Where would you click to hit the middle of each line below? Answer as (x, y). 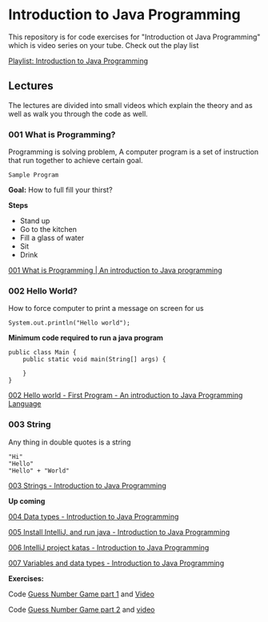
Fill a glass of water (52, 238)
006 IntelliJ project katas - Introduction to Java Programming (109, 547)
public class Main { (43, 353)
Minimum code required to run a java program (86, 338)
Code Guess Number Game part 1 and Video (81, 594)
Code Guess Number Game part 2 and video (82, 609)
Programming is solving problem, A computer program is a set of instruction (133, 152)
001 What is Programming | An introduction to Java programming (115, 270)
